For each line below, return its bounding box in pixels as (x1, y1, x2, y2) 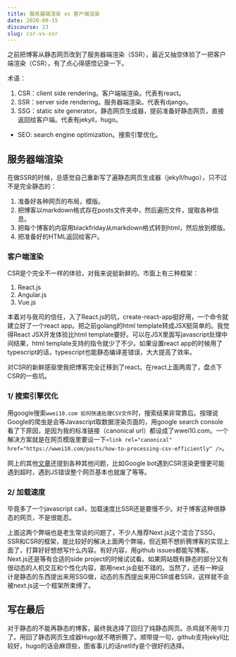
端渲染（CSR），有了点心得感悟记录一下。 (7, 59, 128, 68)
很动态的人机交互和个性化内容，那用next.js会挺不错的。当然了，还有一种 (7, 563, 218, 572)
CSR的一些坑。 (7, 372, 51, 380)
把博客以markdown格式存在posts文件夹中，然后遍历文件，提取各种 (17, 206, 213, 215)
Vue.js (17, 298, 37, 307)
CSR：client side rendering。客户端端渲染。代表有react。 (17, 89, 185, 97)
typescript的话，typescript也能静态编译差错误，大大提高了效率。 (7, 348, 196, 356)
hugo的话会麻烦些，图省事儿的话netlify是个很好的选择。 (25, 641, 189, 650)
